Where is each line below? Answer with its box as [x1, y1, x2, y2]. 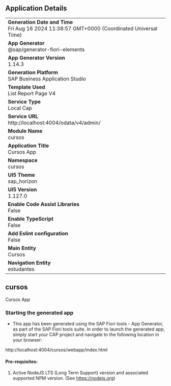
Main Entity [8, 244, 37, 252]
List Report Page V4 [8, 90, 56, 97]
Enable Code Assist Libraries [8, 201, 80, 208]
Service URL [8, 113, 39, 120]
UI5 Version [8, 186, 37, 193]
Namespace [8, 156, 38, 163]
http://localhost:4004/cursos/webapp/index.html [5, 346, 108, 353]
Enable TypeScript [8, 215, 53, 222]
